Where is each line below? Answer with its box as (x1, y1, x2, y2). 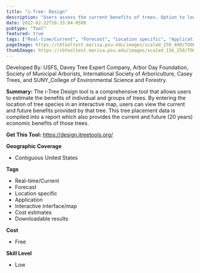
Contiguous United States (14, 154, 79, 161)
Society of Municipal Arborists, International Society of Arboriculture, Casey (6, 70, 193, 77)
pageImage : (6, 42, 33, 48)
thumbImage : (6, 48, 36, 54)
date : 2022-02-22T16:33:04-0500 (6, 20, 86, 26)
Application (14, 196, 43, 203)
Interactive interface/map (14, 202, 77, 209)
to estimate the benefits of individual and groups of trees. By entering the (6, 94, 186, 101)
